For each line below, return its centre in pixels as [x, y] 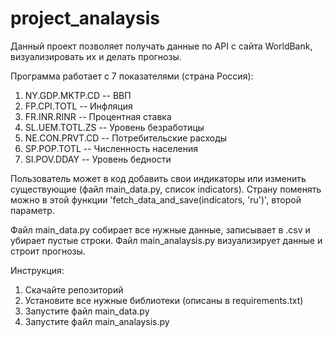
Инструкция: [37, 270]
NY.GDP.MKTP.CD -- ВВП [78, 95]
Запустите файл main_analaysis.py [97, 321]
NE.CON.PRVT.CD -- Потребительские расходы [126, 138]
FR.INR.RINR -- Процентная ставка [98, 116]
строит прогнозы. [48, 251]
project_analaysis [85, 18]
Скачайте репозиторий [74, 289]
